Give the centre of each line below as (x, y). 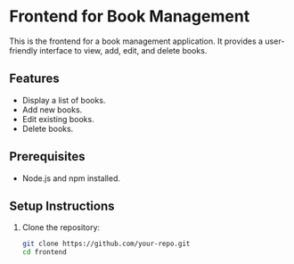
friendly (24, 50)
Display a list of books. (64, 100)
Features (34, 79)
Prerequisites (47, 157)
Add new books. (52, 110)
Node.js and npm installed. (71, 178)
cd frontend (44, 252)
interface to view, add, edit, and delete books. (123, 50)
